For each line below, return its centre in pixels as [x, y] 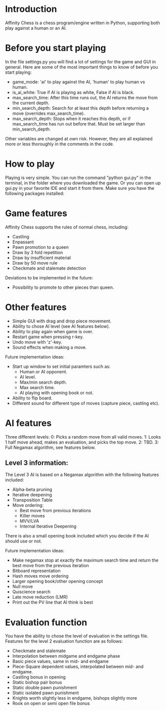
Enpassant [23, 242]
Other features [36, 307]
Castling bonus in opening [39, 677]
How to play [30, 164]
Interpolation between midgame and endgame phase [66, 656]
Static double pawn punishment [45, 688]
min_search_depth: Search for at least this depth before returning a [81, 108]
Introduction [31, 9]
